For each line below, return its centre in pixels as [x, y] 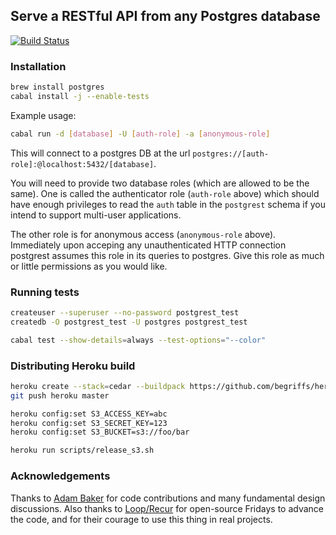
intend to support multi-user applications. [96, 215]
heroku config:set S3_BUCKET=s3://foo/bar [100, 432]
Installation [38, 66]
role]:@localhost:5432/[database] [82, 164]
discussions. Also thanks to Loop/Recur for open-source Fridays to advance [167, 508]
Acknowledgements [60, 476]
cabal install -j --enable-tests [80, 96]
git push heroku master [60, 395]
